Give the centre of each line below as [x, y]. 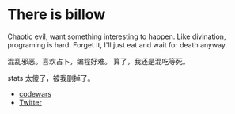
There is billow [57, 15]
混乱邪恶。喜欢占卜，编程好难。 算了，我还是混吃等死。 [99, 61]
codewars [35, 93]
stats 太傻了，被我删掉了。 [51, 78]
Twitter [30, 102]
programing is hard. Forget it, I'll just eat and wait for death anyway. [117, 44]
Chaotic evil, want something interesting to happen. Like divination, [117, 36]
